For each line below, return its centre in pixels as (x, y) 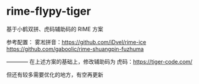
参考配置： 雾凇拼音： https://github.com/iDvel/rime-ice (76, 42)
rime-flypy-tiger (49, 11)
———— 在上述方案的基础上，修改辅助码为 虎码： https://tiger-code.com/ (99, 61)
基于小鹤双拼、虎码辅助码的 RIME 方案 (55, 29)
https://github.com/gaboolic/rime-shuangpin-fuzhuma (75, 49)
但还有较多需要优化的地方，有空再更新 (55, 74)
